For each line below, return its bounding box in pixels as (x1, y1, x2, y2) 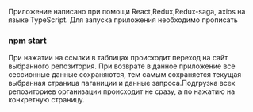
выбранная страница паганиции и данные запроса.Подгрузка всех (8, 79, 236, 88)
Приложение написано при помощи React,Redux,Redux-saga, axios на (8, 7, 246, 16)
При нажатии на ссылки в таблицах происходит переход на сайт (8, 53, 228, 63)
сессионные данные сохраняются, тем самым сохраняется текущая (8, 70, 242, 79)
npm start (8, 35, 48, 46)
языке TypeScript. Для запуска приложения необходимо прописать (8, 15, 238, 25)
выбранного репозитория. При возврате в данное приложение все (8, 61, 236, 71)
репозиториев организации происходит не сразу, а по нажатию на (8, 87, 236, 96)
